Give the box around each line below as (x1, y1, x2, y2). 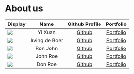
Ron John (35, 45, 58, 51)
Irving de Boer (30, 37, 63, 44)
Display (7, 21, 26, 27)
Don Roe (36, 61, 57, 68)
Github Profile (67, 21, 101, 27)
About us (5, 3, 43, 14)
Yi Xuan (37, 29, 56, 36)
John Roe (35, 52, 58, 59)
